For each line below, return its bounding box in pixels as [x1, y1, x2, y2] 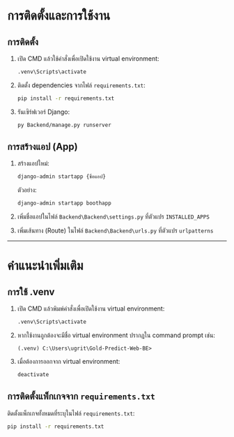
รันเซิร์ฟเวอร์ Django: [17, 108, 70, 116]
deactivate [17, 371, 49, 378]
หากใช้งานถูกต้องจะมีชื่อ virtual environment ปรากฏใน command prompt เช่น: [17, 331, 216, 339]
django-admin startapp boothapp [17, 200, 111, 207]
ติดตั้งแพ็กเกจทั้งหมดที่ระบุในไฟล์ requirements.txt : [7, 409, 135, 417]
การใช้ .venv [7, 286, 55, 297]
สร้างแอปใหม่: [17, 159, 50, 168]
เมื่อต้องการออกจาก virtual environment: [17, 357, 120, 366]
